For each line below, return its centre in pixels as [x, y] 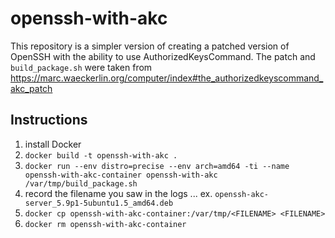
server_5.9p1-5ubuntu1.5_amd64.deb [99, 203]
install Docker [53, 144]
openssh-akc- [242, 194]
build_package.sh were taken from [81, 67]
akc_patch [31, 88]
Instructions [49, 120]
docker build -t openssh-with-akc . [101, 155]
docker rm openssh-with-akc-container [105, 224]
